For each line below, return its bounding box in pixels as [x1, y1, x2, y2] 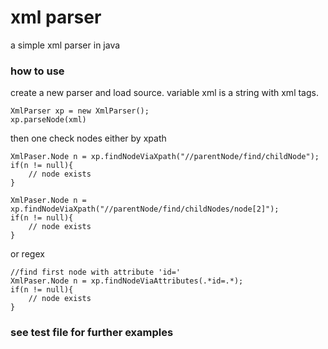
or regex [10, 248, 45, 260]
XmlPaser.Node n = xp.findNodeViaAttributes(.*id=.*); [10, 276, 244, 286]
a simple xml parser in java [10, 39, 121, 51]
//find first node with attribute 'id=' [10, 267, 182, 278]
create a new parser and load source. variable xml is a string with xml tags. [10, 87, 319, 99]
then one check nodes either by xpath [10, 132, 167, 145]
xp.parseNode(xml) [10, 115, 87, 125]
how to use [10, 64, 65, 78]
